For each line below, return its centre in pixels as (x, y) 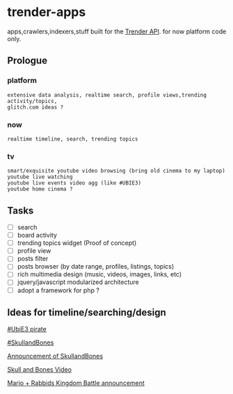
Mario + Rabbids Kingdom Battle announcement (76, 383)
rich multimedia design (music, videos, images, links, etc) (99, 274)
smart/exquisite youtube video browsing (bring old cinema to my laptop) (116, 171)
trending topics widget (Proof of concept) (77, 243)
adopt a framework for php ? (58, 290)
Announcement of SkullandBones (55, 356)
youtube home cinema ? (40, 189)
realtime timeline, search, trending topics (73, 139)
